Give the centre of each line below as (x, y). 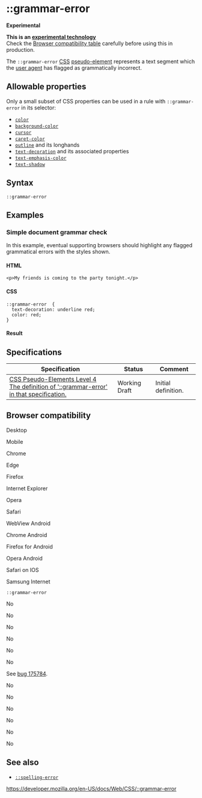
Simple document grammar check (57, 232)
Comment (174, 369)
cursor (23, 132)
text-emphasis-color (41, 158)
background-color (37, 126)
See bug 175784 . (27, 674)
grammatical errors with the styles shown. (58, 252)
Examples (25, 215)
